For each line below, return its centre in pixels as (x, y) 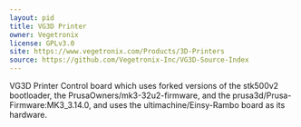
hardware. (29, 115)
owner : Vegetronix (44, 34)
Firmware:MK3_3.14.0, (51, 105)
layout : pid (32, 18)
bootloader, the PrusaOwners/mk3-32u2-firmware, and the (120, 95)
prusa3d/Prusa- (262, 95)
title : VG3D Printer (49, 26)
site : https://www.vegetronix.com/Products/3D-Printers (117, 52)
